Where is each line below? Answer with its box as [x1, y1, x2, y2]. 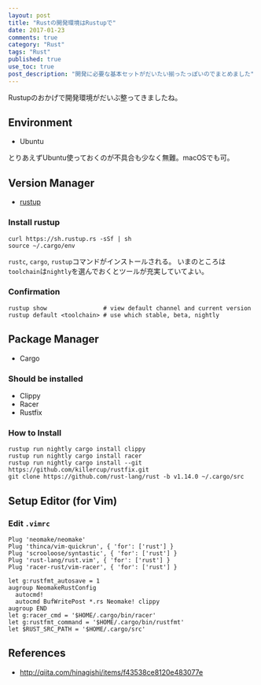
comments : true [8, 33, 58, 42]
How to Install [8, 427, 61, 438]
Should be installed [8, 373, 83, 384]
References [8, 646, 66, 660]
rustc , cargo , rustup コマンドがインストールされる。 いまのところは [8, 257, 226, 266]
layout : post [8, 11, 51, 20]
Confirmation [8, 287, 61, 298]
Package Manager [8, 332, 100, 346]
